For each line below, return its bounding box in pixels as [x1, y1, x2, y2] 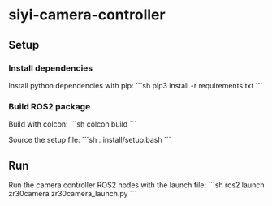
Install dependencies [8, 62, 93, 74]
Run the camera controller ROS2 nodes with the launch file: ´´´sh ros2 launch [8, 180, 265, 190]
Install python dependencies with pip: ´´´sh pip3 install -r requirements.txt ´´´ [8, 80, 263, 90]
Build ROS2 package [8, 101, 91, 112]
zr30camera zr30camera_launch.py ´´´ [8, 188, 137, 198]
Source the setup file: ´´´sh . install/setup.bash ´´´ [8, 135, 172, 145]
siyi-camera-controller [8, 6, 166, 24]
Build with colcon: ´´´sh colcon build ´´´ [8, 119, 137, 129]
